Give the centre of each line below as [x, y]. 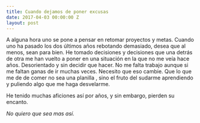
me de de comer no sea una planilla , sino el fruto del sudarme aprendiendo [100, 78]
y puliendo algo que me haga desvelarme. [58, 84]
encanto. [17, 102]
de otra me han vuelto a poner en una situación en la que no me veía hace [98, 59]
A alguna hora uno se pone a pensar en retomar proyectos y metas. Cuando [100, 40]
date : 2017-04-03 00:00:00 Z [43, 17]
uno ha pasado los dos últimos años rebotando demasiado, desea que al [96, 46]
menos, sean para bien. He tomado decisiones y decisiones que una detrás [99, 53]
